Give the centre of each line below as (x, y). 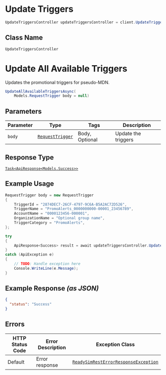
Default (16, 362)
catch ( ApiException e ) (30, 255)
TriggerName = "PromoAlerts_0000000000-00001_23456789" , (74, 209)
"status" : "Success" (31, 304)
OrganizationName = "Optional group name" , (60, 218)
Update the (128, 133)
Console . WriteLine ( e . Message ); (46, 268)
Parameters (23, 111)
